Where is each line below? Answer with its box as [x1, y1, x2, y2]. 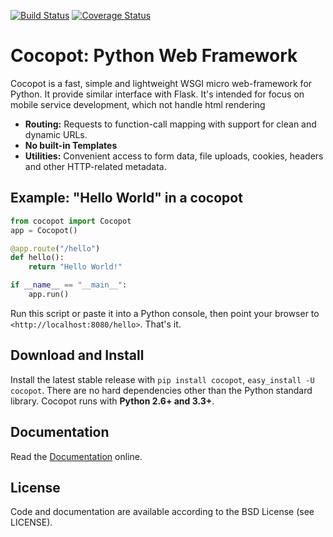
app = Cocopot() [10, 225, 78, 235]
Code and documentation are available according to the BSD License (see [10, 506, 315, 518]
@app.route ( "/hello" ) [10, 243, 101, 254]
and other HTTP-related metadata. [24, 160, 167, 172]
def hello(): [10, 253, 65, 263]
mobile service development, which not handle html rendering [10, 98, 266, 110]
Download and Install [10, 347, 145, 364]
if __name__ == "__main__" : [10, 280, 128, 290]
